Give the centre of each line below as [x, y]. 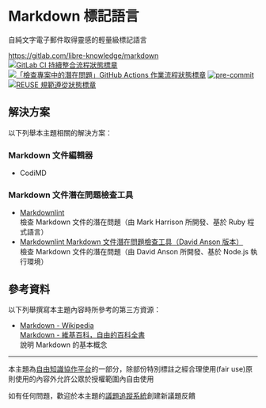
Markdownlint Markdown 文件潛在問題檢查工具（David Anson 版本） [131, 242]
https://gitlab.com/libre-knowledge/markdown [84, 55]
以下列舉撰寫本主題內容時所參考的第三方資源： [84, 310]
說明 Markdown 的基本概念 [63, 345]
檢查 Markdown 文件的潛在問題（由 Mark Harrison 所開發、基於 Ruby [132, 222]
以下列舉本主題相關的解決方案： [60, 132]
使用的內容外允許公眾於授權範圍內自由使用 [84, 379]
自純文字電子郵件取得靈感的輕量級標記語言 [78, 40]
